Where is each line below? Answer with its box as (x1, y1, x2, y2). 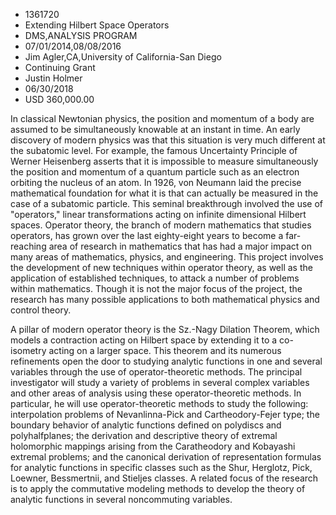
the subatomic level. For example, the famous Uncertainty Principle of (10, 145, 298, 156)
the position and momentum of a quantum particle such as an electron (10, 166, 300, 178)
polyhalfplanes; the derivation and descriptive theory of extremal (10, 430, 278, 441)
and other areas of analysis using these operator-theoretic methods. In (10, 387, 302, 399)
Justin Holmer (24, 72, 83, 84)
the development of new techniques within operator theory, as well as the (10, 262, 313, 273)
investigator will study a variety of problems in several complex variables (10, 377, 310, 388)
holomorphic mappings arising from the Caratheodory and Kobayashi (10, 440, 296, 452)
